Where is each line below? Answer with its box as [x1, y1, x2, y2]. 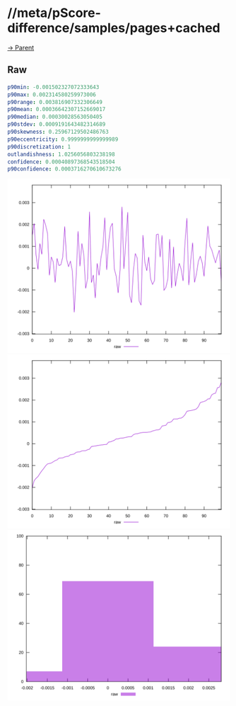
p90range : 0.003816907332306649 [7, 98, 102, 105]
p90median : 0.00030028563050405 [7, 113, 102, 121]
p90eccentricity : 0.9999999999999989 [7, 136, 119, 143]
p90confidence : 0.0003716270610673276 [7, 166, 122, 173]
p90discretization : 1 [7, 143, 71, 150]
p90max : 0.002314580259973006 [7, 91, 97, 98]
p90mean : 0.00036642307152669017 [7, 106, 106, 113]
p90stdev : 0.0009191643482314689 [7, 121, 106, 128]
